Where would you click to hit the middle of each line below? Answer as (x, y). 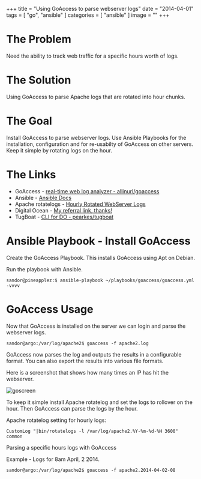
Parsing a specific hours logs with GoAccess (61, 447)
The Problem (39, 39)
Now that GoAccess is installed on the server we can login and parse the (96, 326)
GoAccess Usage (50, 309)
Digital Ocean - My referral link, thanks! (63, 210)
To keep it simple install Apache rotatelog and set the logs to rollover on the (100, 402)
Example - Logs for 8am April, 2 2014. (53, 459)
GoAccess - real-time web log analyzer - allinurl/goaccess (87, 191)
